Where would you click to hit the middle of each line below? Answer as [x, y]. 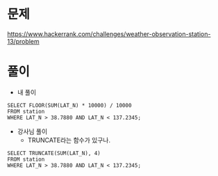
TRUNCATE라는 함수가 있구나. [69, 140]
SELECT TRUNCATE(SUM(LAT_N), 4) [54, 153]
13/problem [23, 41]
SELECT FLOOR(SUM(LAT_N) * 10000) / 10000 [69, 105]
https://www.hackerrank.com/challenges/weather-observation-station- [109, 34]
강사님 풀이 [32, 131]
